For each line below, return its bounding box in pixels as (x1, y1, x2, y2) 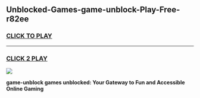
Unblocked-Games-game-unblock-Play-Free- (6, 5, 180, 15)
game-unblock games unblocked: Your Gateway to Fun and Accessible (6, 78, 186, 86)
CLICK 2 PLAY (6, 54, 48, 62)
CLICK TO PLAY (6, 32, 52, 40)
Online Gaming (6, 85, 44, 92)
